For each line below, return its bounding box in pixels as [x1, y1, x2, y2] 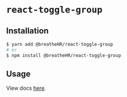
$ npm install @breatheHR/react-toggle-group [6, 52, 121, 58]
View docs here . [6, 85, 47, 92]
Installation [6, 26, 49, 36]
